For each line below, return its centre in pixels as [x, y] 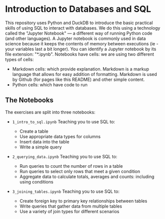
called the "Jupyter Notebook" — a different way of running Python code [79, 33]
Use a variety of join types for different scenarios [69, 211]
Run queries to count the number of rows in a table [71, 166]
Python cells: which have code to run [50, 84]
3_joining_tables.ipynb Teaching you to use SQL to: [66, 191]
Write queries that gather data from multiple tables [71, 206]
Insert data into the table [45, 142]
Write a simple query [41, 147]
